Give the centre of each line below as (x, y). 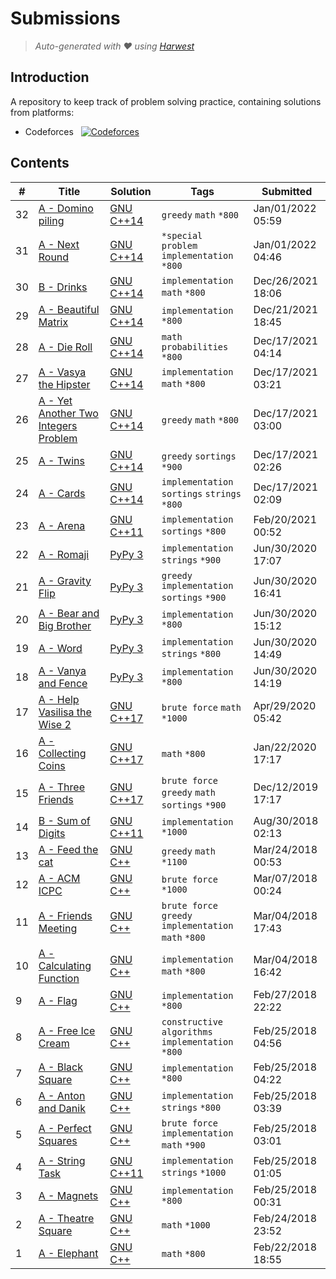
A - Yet (55, 400)
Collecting (62, 753)
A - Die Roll (65, 347)
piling (51, 220)
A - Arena (62, 525)
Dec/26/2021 (286, 280)
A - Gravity (65, 580)
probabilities (195, 346)
